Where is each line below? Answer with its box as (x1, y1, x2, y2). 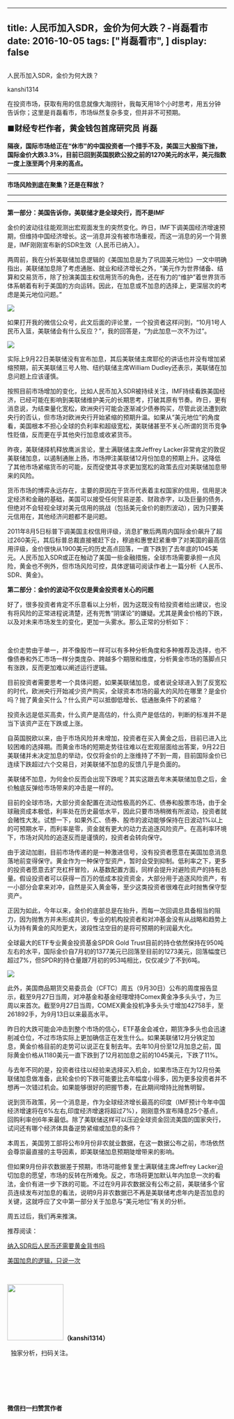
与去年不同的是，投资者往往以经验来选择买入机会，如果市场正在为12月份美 (7, 1065, 221, 1073)
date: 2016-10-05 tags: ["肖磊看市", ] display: (7, 36, 208, 47)
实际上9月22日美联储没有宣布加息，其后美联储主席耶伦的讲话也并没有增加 (7, 355, 220, 363)
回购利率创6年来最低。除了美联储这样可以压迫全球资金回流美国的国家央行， (7, 1115, 225, 1124)
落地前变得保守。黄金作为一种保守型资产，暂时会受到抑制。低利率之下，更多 (7, 856, 227, 864)
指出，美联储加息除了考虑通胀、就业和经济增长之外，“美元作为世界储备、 (7, 264, 218, 272)
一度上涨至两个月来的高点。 (7, 159, 87, 167)
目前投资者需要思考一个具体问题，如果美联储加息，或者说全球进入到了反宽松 (7, 678, 227, 686)
